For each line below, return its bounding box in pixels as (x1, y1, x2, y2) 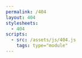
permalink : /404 (5, 8, 46, 15)
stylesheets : (5, 20, 39, 26)
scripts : (5, 31, 28, 37)
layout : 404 (5, 14, 36, 21)
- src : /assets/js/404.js (11, 37, 77, 43)
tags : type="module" (16, 43, 68, 49)
